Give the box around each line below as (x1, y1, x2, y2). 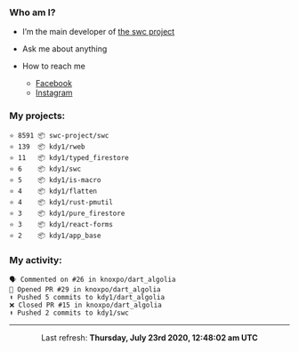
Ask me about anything (21, 44, 108, 54)
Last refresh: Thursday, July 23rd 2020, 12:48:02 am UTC (41, 332, 258, 343)
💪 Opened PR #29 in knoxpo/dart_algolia (9, 284, 162, 294)
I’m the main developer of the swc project (21, 27, 175, 37)
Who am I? (9, 6, 56, 19)
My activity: (9, 253, 62, 266)
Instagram (35, 87, 73, 99)
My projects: (9, 109, 66, 122)
